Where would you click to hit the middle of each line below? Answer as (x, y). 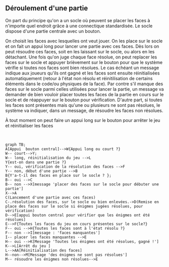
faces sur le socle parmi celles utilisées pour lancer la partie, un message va (84, 89)
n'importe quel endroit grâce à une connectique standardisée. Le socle (79, 26)
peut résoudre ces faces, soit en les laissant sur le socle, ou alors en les (80, 51)
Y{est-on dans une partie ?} (36, 162)
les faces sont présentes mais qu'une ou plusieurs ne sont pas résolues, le (83, 105)
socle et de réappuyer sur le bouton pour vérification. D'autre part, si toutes (84, 100)
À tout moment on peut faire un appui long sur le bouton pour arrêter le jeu (83, 120)
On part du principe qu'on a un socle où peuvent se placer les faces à (78, 20)
